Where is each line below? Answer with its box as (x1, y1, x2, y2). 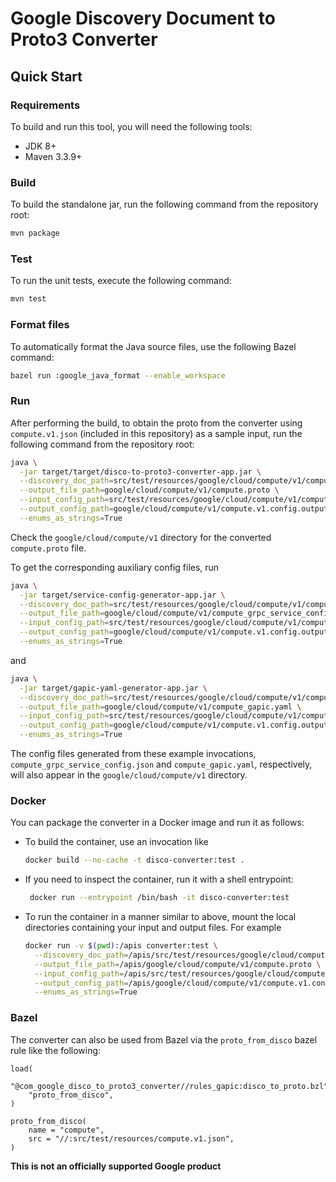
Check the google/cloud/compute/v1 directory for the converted (10, 531, 272, 543)
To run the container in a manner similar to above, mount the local (24, 911, 297, 923)
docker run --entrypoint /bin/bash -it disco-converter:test (29, 893, 290, 903)
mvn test (10, 294, 47, 304)
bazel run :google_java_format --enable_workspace (10, 370, 226, 381)
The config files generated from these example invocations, (10, 748, 257, 760)
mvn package (10, 228, 60, 239)
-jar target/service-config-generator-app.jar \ (19, 590, 226, 600)
